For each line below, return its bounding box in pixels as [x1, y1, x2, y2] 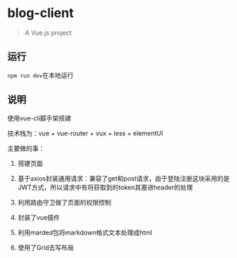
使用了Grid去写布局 [17, 243, 75, 252]
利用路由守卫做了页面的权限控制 [17, 198, 111, 206]
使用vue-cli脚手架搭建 [7, 113, 72, 122]
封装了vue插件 [17, 213, 60, 221]
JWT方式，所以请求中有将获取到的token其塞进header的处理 [17, 183, 193, 191]
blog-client [7, 5, 75, 21]
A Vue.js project [24, 28, 72, 37]
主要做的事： [7, 144, 45, 152]
